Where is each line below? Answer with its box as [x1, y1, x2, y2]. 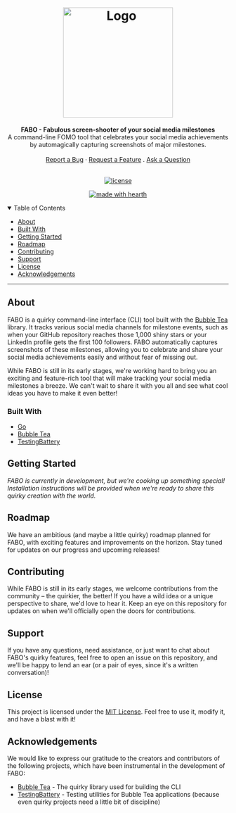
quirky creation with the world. [7, 491, 96, 500]
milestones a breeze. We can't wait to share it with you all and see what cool [7, 381, 228, 390]
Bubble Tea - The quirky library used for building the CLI [17, 782, 181, 791]
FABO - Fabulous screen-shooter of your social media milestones [20, 125, 216, 134]
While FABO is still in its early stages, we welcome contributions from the [7, 584, 218, 593]
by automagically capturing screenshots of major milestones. [29, 140, 206, 149]
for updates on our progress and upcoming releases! [7, 546, 160, 554]
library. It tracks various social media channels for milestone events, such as [7, 322, 228, 331]
